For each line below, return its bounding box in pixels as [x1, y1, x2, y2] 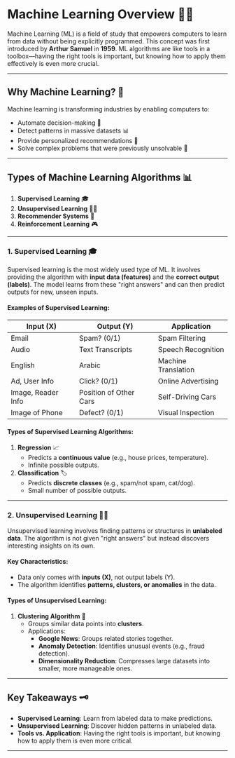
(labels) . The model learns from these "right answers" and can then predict [7, 280, 225, 288]
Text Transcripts [79, 345, 133, 355]
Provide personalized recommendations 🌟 [17, 136, 138, 144]
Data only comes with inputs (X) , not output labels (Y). [17, 573, 176, 581]
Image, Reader [10, 388, 59, 398]
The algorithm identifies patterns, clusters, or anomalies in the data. [17, 580, 217, 588]
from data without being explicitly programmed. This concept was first [7, 36, 210, 45]
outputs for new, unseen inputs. [7, 287, 99, 296]
